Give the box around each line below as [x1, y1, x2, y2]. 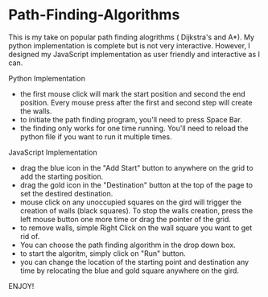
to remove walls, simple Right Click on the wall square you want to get [19, 223, 253, 233]
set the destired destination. [19, 188, 113, 198]
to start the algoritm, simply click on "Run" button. [19, 248, 187, 258]
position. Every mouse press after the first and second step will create [19, 97, 253, 107]
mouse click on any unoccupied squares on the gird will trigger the [19, 197, 242, 207]
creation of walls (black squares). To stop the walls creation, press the [19, 205, 254, 215]
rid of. [19, 231, 40, 241]
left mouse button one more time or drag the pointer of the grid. [19, 214, 232, 224]
